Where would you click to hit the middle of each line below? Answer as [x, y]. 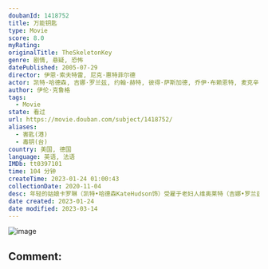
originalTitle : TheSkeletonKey [60, 53]
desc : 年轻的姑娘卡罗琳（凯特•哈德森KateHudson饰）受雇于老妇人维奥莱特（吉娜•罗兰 [132, 194]
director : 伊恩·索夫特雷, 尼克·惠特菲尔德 [72, 75]
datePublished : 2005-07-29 [53, 68]
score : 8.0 [26, 38]
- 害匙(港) [32, 134]
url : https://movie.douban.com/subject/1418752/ [91, 120]
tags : [17, 97]
